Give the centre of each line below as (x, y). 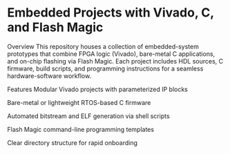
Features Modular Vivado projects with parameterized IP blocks (97, 89)
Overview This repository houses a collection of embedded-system (103, 46)
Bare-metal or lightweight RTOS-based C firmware (79, 102)
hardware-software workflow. (49, 76)
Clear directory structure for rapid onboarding (73, 142)
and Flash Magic (55, 27)
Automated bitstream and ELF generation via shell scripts (89, 116)
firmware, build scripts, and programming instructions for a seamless (105, 68)
